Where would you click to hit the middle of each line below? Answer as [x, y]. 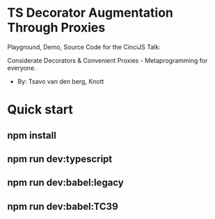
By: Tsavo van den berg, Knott [61, 81]
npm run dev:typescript [60, 159]
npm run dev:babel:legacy [65, 183]
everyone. [22, 68]
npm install [32, 135]
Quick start [40, 110]
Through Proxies [56, 28]
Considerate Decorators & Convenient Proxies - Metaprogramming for [107, 60]
